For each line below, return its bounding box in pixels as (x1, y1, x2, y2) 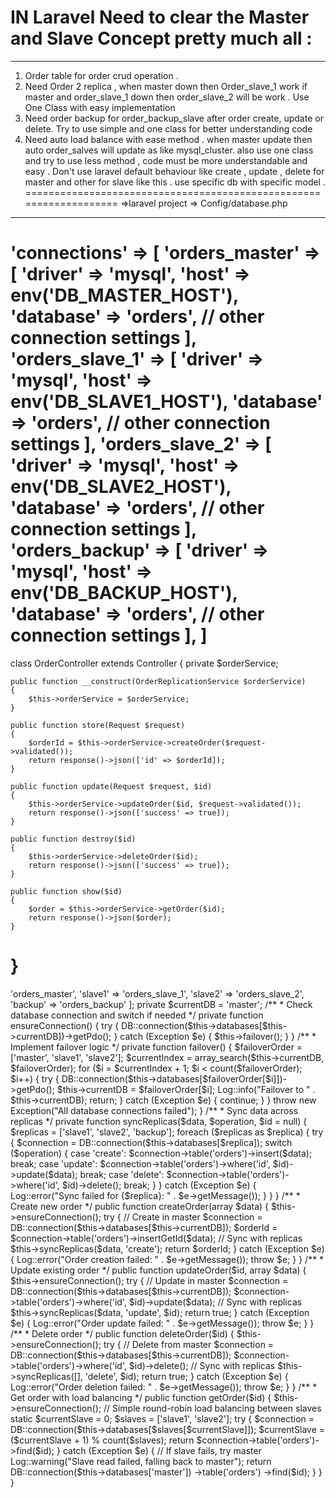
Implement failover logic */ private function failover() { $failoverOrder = (10, 1041, 303, 1053)
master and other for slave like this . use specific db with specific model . (24, 176, 326, 188)
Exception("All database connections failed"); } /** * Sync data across (10, 1104, 299, 1116)
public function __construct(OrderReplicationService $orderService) (10, 676, 307, 686)
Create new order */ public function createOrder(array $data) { (10, 1200, 270, 1212)
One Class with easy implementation (24, 101, 176, 113)
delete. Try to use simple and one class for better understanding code (24, 122, 313, 135)
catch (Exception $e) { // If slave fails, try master (62, 1444, 262, 1456)
